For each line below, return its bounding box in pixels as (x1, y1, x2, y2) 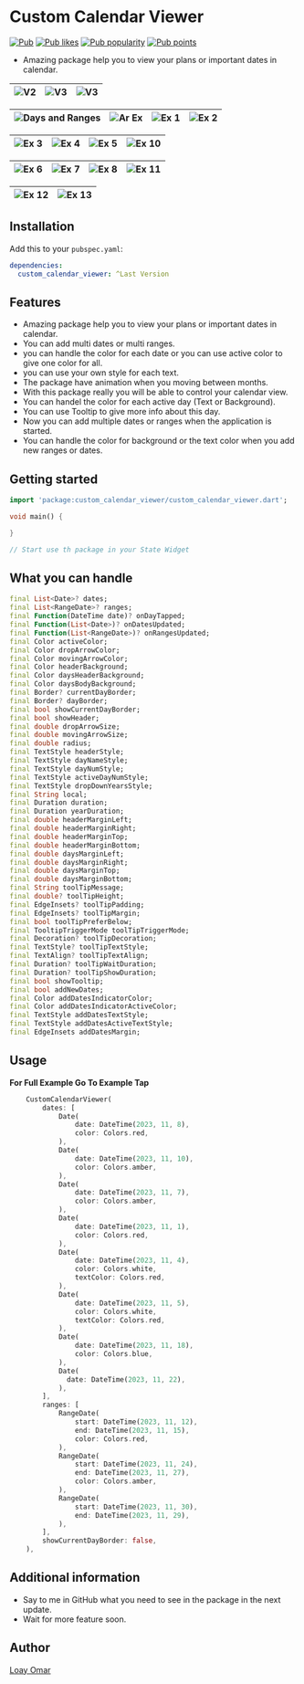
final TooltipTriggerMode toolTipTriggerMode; (9, 925, 190, 935)
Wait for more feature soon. (22, 1614, 127, 1625)
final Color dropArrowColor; (9, 646, 121, 655)
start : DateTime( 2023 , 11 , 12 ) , (74, 1417, 198, 1426)
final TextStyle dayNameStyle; (9, 756, 129, 765)
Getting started (9, 471, 99, 487)
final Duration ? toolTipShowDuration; (9, 968, 157, 977)
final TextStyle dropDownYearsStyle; (9, 781, 153, 791)
